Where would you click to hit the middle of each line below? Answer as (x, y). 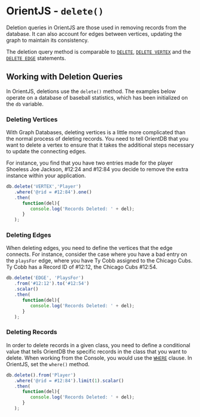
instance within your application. (46, 176)
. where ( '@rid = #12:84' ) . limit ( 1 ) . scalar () (69, 381)
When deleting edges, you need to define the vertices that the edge (90, 248)
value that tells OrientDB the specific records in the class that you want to (96, 351)
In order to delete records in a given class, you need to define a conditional (98, 345)
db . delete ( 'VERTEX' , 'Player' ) (44, 187)
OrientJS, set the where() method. (48, 364)
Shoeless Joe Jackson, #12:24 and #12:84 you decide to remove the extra (97, 169)
